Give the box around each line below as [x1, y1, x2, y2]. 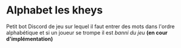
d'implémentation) [6, 35, 53, 42]
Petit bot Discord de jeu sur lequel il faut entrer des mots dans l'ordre [6, 23, 175, 30]
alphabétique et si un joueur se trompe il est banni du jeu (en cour [6, 29, 168, 36]
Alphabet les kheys [6, 4, 103, 17]
